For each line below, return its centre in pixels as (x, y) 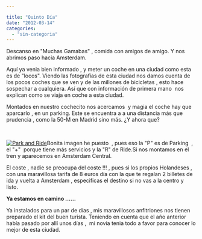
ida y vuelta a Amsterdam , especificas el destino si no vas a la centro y (95, 181)
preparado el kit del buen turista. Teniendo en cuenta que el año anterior (96, 217)
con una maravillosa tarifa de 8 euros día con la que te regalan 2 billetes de (99, 174)
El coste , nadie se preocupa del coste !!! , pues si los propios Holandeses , (99, 168)
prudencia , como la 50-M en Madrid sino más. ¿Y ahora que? (83, 120)
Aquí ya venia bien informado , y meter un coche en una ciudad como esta (99, 70)
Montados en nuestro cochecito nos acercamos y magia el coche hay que (99, 107)
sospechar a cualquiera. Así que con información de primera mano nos (95, 89)
